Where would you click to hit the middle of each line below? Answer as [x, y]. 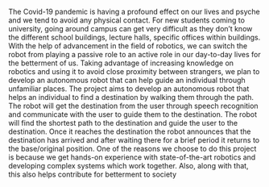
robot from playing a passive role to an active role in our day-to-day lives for [134, 54]
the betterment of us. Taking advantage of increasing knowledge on [121, 63]
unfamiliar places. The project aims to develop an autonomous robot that [129, 89]
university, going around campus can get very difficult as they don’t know [130, 29]
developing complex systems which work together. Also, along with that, [128, 166]
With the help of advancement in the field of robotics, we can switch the [128, 46]
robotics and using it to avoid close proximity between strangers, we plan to [134, 71]
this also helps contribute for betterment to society [93, 174]
